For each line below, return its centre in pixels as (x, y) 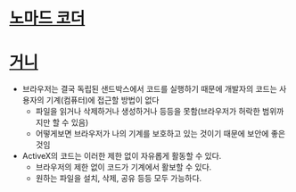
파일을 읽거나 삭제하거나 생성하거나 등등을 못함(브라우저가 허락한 (148, 112)
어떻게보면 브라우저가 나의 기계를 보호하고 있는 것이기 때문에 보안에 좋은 (160, 134)
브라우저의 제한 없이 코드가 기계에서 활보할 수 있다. (123, 167)
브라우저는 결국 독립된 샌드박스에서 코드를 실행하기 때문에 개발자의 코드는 (150, 89)
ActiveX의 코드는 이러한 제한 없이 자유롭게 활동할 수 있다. (122, 156)
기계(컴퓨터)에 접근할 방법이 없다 (103, 100)
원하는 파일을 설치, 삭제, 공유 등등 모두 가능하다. (119, 179)
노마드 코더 (47, 18)
